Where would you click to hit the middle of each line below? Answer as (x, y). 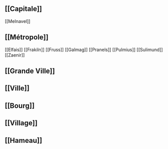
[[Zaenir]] (15, 55)
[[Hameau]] (23, 140)
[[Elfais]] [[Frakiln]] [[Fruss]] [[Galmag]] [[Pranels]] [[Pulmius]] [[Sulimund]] (84, 49)
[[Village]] (21, 123)
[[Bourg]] (20, 105)
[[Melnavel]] (18, 21)
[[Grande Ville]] (30, 71)
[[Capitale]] (23, 9)
